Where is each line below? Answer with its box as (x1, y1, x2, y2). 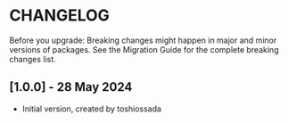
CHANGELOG (9, 5, 110, 26)
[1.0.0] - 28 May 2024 (9, 79, 133, 94)
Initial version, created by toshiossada (21, 103, 162, 114)
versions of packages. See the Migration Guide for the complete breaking (9, 44, 279, 54)
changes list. (9, 53, 56, 64)
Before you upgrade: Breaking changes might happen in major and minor (9, 35, 277, 45)
